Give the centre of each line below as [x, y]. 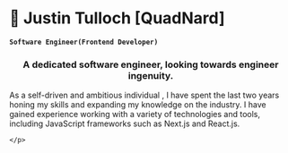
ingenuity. [151, 75]
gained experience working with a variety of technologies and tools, [135, 115]
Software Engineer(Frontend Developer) [84, 42]
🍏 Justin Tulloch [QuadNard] [118, 18]
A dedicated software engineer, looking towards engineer [151, 64]
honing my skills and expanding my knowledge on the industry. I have [138, 105]
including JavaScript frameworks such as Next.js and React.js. [125, 123]
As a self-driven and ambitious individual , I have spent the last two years [144, 95]
